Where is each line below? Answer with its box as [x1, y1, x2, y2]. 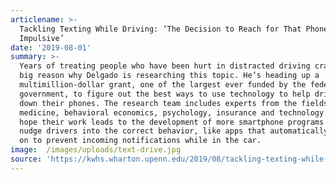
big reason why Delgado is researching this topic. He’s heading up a [19, 71, 320, 81]
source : [10, 154, 43, 164]
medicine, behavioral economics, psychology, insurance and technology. [19, 107, 329, 118]
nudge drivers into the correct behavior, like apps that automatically [19, 126, 329, 136]
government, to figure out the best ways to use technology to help [19, 89, 311, 99]
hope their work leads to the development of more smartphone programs [19, 117, 325, 127]
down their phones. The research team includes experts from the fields [19, 98, 329, 108]
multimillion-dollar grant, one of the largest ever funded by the [19, 80, 307, 90]
